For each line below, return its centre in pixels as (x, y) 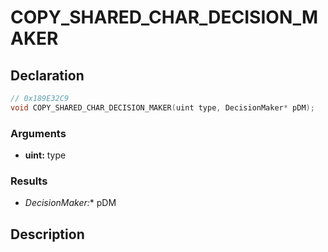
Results (29, 181)
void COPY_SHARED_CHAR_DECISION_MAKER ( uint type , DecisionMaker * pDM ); (162, 107)
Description (47, 234)
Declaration (47, 75)
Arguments (38, 133)
